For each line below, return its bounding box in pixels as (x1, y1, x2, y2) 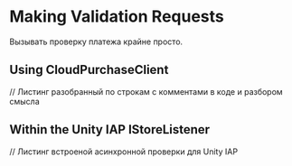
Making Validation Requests (9, 6, 224, 27)
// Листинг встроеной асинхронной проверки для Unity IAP (9, 146, 238, 157)
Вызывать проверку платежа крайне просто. (9, 36, 184, 47)
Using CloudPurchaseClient (9, 62, 169, 78)
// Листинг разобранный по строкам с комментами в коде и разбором (9, 86, 283, 97)
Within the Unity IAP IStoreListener (9, 122, 211, 137)
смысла (9, 96, 40, 106)
